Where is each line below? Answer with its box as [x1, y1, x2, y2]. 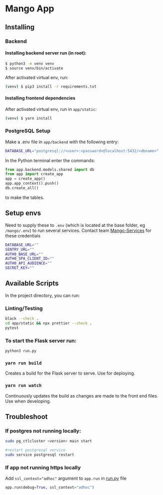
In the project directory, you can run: [5, 292, 80, 298]
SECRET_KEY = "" [5, 266, 35, 271]
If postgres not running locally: [5, 427, 81, 434]
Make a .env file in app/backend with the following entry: [5, 139, 119, 145]
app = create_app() [5, 176, 46, 182]
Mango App [5, 3, 55, 14]
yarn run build [5, 360, 42, 366]
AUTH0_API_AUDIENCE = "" [5, 261, 52, 266]
